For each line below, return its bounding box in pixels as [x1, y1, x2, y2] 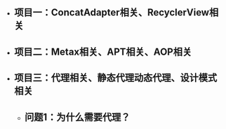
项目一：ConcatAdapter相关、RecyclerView [13, 6, 209, 19]
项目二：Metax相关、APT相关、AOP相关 [13, 46, 192, 57]
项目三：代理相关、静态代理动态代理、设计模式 [13, 72, 218, 84]
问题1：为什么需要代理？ [24, 111, 131, 123]
